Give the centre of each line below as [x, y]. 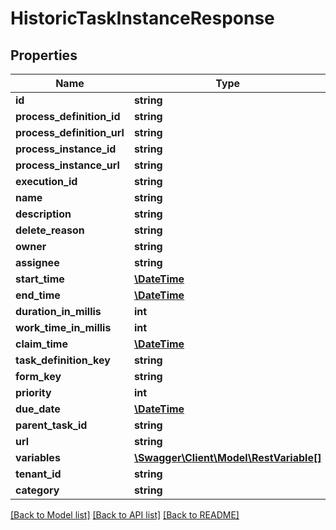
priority [33, 392]
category [37, 490]
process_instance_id [66, 149]
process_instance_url [67, 165]
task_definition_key [63, 360]
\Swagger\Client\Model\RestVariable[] [227, 457]
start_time [40, 279]
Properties [44, 55]
